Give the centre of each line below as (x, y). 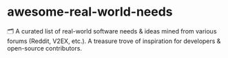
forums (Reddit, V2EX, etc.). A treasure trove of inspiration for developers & (114, 41)
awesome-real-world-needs (90, 12)
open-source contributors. (45, 48)
